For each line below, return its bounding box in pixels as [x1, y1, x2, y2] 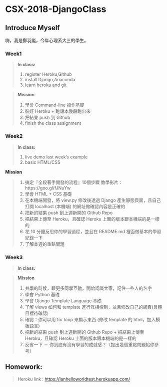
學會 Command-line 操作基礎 [24, 102, 84, 108]
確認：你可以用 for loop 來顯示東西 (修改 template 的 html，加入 [24, 316, 156, 322]
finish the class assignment [24, 120, 81, 126]
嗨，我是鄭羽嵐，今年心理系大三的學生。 [5, 38, 88, 43]
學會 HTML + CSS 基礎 [24, 190, 72, 197]
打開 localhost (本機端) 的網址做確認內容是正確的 [24, 203, 125, 209]
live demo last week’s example [24, 154, 88, 160]
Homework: [5, 362, 42, 371]
